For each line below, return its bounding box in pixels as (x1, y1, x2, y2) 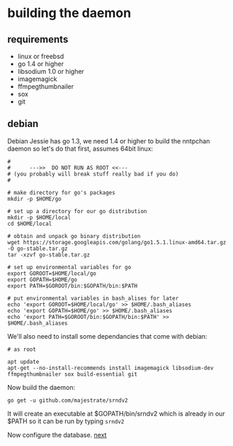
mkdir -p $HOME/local (7, 214, 72, 221)
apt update (7, 358, 40, 365)
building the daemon (7, 5, 132, 21)
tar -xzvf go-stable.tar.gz (7, 251, 91, 259)
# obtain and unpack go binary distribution (7, 232, 141, 239)
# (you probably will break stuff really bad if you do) (7, 170, 179, 178)
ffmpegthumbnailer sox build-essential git (7, 371, 138, 378)
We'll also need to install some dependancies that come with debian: (7, 332, 208, 340)
